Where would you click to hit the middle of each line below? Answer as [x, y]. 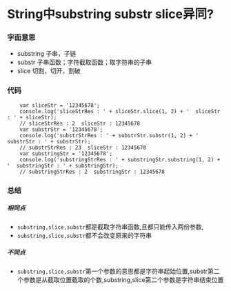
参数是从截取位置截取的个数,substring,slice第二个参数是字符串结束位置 [123, 279]
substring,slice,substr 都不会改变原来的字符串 [84, 235]
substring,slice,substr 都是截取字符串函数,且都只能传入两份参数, [110, 227]
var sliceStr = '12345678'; [60, 105]
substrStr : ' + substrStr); [49, 141]
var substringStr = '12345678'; [66, 153]
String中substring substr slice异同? [110, 14]
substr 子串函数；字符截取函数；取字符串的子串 [84, 62]
